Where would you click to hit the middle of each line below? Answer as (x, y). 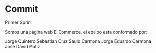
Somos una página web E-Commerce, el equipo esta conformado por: (76, 32)
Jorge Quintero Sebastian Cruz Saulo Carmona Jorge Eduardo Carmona (78, 41)
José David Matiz (23, 46)
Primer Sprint (18, 22)
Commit (22, 9)
